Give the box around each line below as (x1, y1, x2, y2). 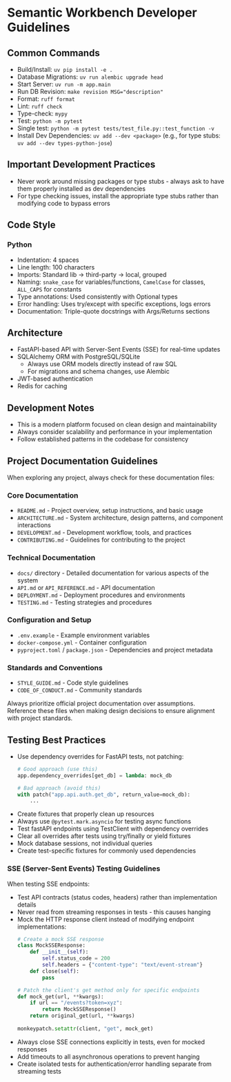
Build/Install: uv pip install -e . (17, 66, 113, 73)
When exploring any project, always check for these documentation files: (7, 473, 215, 482)
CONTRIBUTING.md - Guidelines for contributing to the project (17, 535, 185, 544)
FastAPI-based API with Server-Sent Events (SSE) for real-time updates (17, 345, 221, 354)
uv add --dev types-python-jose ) (17, 139, 112, 146)
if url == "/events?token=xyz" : (30, 1000, 123, 1007)
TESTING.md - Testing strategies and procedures (17, 598, 152, 606)
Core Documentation (7, 491, 79, 500)
